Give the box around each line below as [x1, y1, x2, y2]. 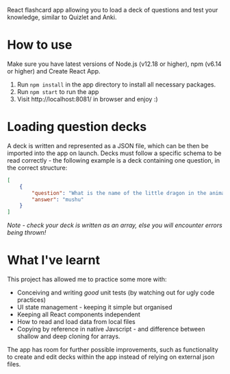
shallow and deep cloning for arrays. [16, 332, 120, 340]
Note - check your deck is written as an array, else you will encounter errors [7, 221, 222, 229]
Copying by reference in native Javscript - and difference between [16, 325, 205, 334]
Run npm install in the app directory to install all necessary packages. [16, 80, 216, 89]
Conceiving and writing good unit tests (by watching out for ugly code [16, 288, 215, 297]
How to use [7, 37, 73, 53]
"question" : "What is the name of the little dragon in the [31, 189, 207, 196]
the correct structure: [7, 163, 68, 172]
